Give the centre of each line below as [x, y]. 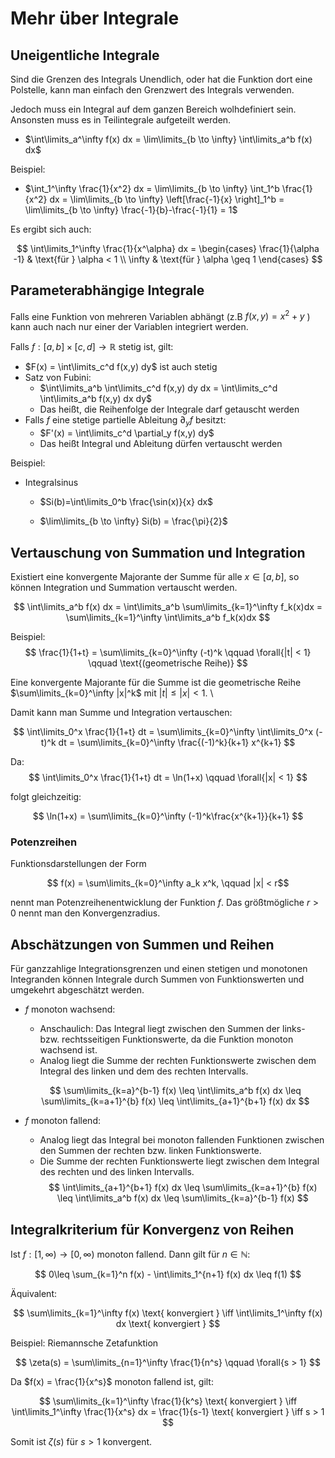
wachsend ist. [68, 1050]
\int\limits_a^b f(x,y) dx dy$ [96, 399]
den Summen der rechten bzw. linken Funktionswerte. [150, 1151]
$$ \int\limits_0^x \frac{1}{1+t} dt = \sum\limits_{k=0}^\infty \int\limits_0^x [163, 732]
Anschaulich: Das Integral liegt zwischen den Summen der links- [172, 1029]
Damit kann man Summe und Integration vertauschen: [121, 713]
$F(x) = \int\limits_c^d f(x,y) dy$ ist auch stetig [121, 367]
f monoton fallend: [62, 1121]
